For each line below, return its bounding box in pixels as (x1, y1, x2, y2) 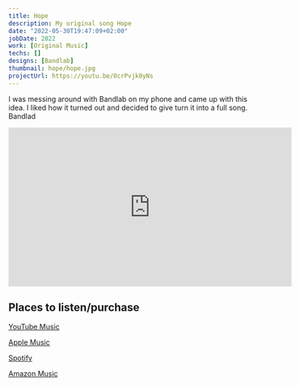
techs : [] (8, 49, 42, 57)
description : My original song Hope (8, 19, 132, 27)
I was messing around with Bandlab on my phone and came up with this (8, 94, 248, 103)
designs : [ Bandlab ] (8, 57, 74, 65)
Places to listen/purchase (8, 300, 140, 315)
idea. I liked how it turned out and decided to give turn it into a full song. (8, 103, 248, 112)
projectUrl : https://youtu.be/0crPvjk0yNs (8, 72, 154, 80)
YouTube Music (8, 322, 61, 332)
